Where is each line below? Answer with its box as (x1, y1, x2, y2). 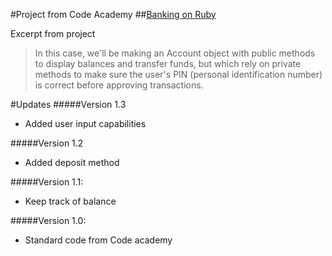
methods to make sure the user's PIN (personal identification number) (34, 69, 323, 80)
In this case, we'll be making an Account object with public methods (34, 47, 316, 59)
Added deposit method (24, 157, 120, 168)
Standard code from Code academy (24, 234, 173, 246)
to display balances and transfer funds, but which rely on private (34, 58, 302, 69)
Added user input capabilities (24, 118, 147, 129)
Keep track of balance (24, 195, 117, 207)
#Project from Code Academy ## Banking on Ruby (10, 9, 217, 20)
